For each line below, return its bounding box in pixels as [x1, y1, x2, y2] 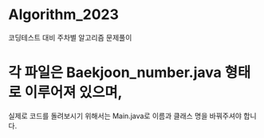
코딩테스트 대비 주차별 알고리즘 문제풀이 [8, 33, 132, 42]
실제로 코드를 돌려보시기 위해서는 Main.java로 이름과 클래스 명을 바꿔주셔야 [8, 111, 242, 121]
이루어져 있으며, [24, 83, 123, 102]
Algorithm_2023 [8, 6, 120, 24]
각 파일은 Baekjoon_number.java [8, 63, 222, 82]
